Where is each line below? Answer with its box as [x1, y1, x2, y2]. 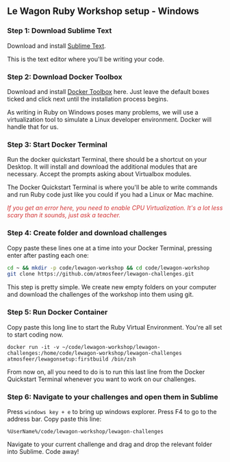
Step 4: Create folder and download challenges [7, 228, 168, 238]
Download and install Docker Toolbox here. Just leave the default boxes [7, 87, 210, 95]
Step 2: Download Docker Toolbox [7, 72, 123, 82]
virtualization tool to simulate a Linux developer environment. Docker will [7, 115, 212, 123]
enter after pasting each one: [7, 251, 89, 259]
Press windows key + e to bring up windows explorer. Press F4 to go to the [7, 407, 217, 415]
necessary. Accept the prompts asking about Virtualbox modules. [7, 170, 192, 178]
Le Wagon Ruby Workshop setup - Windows [7, 5, 200, 17]
